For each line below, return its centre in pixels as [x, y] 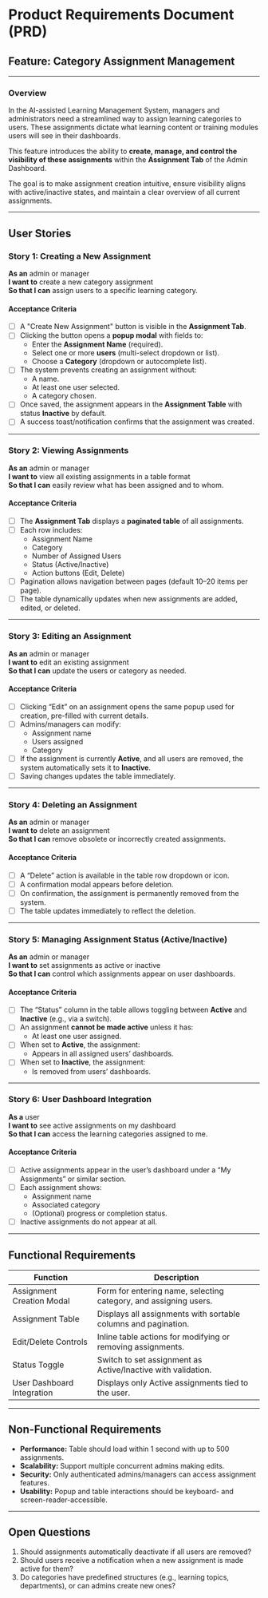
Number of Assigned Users [77, 556]
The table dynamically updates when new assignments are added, [128, 599]
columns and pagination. [143, 1324]
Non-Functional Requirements [85, 1430]
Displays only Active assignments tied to [173, 1383]
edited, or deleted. [50, 608]
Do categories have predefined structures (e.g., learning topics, [124, 1577]
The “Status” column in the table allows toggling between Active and [133, 1010]
